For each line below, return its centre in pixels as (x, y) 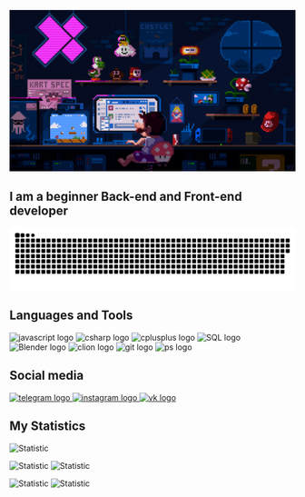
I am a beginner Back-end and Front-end (126, 196)
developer (39, 210)
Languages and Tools (71, 316)
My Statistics (48, 427)
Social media (47, 376)
